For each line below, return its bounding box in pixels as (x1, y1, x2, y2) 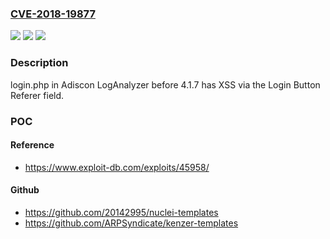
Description (10, 56, 69, 70)
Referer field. (10, 89, 65, 101)
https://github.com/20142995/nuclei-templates (24, 206, 219, 218)
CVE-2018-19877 (10, 7, 96, 21)
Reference (10, 139, 55, 151)
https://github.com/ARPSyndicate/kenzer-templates (24, 217, 239, 229)
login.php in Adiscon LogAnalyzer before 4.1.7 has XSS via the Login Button (10, 78, 321, 91)
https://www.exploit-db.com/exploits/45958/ (24, 161, 210, 173)
